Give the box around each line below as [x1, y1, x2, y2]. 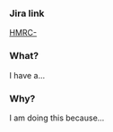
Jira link [9, 7, 45, 20]
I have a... [9, 70, 46, 80]
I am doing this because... [9, 112, 105, 123]
